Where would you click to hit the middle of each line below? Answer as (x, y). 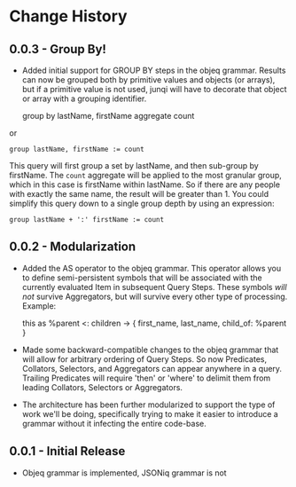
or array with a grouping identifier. (84, 98)
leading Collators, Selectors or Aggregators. (102, 387)
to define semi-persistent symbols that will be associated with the (142, 278)
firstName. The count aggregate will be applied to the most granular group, (145, 175)
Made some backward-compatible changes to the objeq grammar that (150, 350)
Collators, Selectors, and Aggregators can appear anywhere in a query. (152, 368)
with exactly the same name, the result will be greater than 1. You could (139, 194)
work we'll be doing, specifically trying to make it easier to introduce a (150, 413)
